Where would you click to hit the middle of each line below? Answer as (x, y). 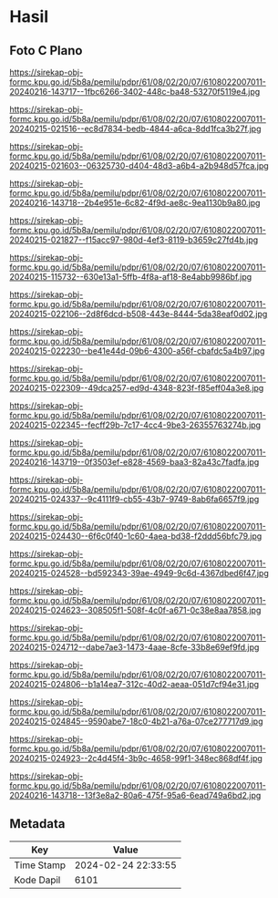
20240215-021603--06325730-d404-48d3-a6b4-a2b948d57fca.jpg (139, 165)
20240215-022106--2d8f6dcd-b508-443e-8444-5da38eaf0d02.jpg (139, 314)
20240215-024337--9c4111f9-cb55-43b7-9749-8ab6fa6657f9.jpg (134, 499)
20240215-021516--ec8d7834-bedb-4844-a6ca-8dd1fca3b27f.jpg (135, 129)
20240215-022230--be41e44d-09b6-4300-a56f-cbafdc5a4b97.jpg (137, 351)
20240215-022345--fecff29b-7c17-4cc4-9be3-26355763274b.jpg (135, 425)
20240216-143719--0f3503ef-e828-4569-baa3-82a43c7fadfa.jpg (134, 462)
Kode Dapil (37, 880)
